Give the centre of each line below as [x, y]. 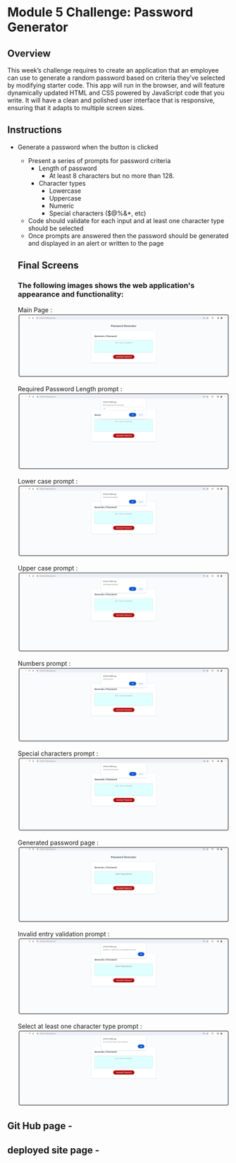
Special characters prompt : [58, 753]
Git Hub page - [40, 1126]
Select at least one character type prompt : [80, 1026]
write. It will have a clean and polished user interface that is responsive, [111, 100]
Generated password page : [58, 842]
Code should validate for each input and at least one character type [126, 220]
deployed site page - [54, 1150]
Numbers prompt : [44, 663]
